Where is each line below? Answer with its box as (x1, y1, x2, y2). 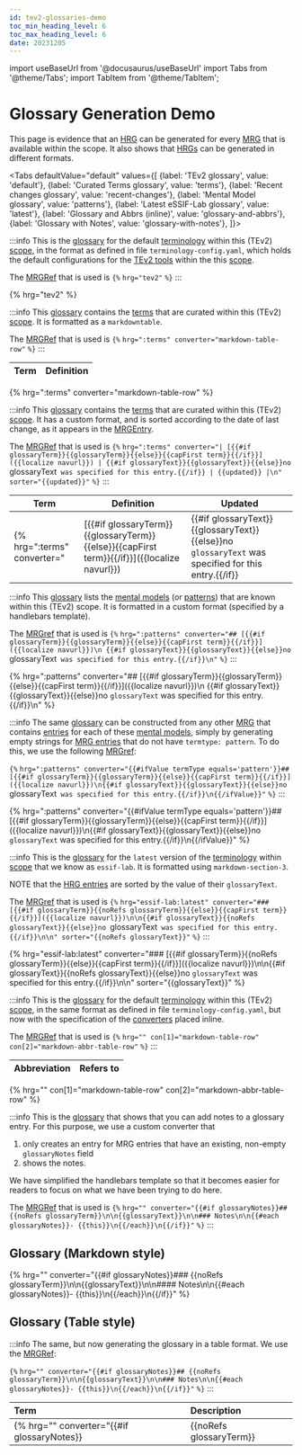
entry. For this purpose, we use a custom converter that (9, 1121, 216, 1132)
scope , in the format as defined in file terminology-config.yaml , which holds (9, 245, 292, 256)
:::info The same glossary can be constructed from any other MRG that (9, 717, 271, 728)
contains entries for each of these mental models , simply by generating (9, 727, 274, 737)
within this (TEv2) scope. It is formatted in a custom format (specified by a (9, 602, 285, 612)
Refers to (79, 1062, 120, 1075)
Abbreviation (13, 1062, 71, 1075)
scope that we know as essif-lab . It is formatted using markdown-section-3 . (9, 861, 289, 872)
